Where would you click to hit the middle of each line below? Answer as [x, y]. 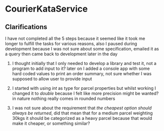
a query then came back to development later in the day [61, 54]
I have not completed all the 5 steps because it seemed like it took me [75, 38]
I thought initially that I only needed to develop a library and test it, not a [84, 63]
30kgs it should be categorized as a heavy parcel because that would [82, 118]
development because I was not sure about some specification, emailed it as [82, 49]
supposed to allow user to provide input [52, 79]
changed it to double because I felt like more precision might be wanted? [85, 93]
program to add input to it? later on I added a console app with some [81, 68]
